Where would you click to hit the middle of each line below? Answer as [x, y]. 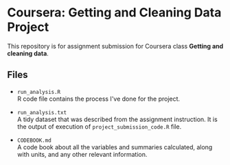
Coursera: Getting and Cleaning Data [114, 13]
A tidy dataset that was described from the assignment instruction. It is [117, 119]
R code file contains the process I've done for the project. [99, 99]
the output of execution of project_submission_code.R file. [99, 126]
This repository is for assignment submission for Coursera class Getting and [115, 46]
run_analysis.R [39, 92]
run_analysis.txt [42, 112]
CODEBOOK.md [34, 140]
